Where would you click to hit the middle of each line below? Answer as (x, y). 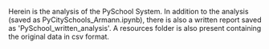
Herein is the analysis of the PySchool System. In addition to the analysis (128, 11)
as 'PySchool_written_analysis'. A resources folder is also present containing (135, 28)
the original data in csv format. (59, 36)
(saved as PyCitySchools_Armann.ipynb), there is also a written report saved (135, 20)
